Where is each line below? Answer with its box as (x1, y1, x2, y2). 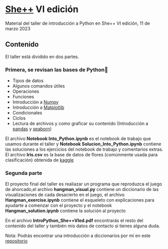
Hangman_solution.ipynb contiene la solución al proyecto (5, 208, 126, 214)
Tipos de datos (12, 78, 44, 84)
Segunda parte (5, 169, 43, 176)
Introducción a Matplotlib (12, 104, 64, 110)
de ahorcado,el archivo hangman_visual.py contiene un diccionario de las (5, 186, 159, 193)
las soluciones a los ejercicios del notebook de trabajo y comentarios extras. (5, 146, 163, 152)
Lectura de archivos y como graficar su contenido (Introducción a (12, 120, 148, 127)
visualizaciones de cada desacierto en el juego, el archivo (5, 192, 125, 198)
